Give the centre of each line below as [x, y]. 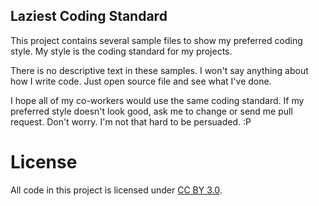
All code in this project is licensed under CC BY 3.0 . [116, 190]
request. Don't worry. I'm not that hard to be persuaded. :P [131, 121]
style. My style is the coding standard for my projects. [121, 51]
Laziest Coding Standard [89, 16]
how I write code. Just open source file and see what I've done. [141, 81]
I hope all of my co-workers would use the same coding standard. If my [157, 100]
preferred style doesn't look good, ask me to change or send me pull [151, 111]
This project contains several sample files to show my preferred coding [156, 40]
